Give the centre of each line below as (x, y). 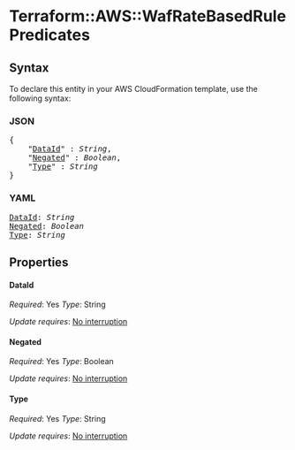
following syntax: (40, 98)
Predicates (50, 35)
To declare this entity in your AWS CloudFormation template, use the (133, 89)
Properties (39, 262)
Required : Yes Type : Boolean (62, 362)
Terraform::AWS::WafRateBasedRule (148, 16)
